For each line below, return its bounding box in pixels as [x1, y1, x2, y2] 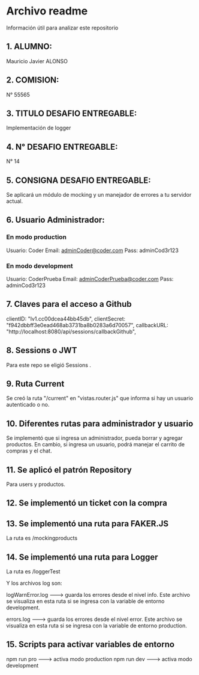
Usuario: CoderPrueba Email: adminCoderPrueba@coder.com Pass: [6, 275, 174, 282]
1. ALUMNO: [6, 42, 53, 52]
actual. [6, 197, 23, 205]
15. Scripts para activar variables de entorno [6, 640, 175, 650]
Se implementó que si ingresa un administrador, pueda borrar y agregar [6, 434, 183, 442]
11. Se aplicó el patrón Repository [6, 464, 132, 475]
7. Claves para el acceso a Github [6, 299, 132, 309]
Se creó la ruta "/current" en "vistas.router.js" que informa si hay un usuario [6, 395, 194, 402]
